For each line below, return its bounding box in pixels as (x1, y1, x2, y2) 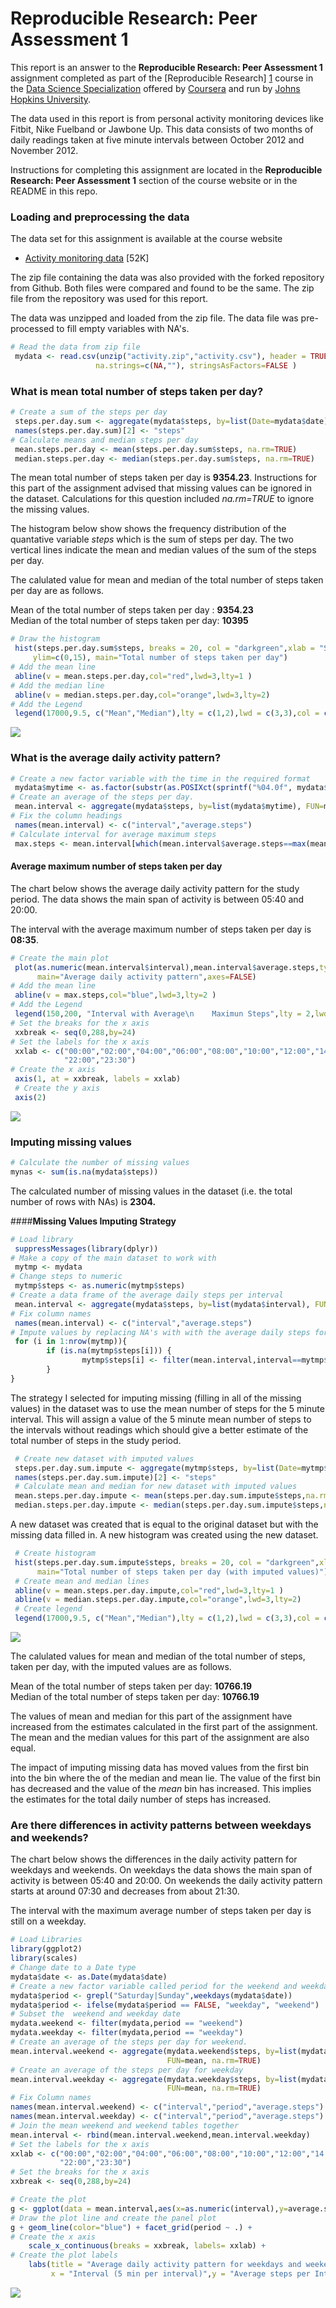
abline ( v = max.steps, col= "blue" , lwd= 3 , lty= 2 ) (14, 990, 217, 1001)
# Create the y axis (14, 1083, 101, 1094)
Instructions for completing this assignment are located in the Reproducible (10, 163, 323, 176)
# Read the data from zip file (10, 342, 141, 352)
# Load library (10, 1234, 74, 1244)
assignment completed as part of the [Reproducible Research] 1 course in (10, 72, 314, 84)
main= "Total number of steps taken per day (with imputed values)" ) (36, 1567, 329, 1577)
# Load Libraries (10, 1935, 83, 1945)
